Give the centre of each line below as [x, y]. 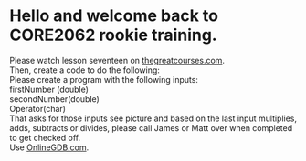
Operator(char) [38, 108]
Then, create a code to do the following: [84, 70]
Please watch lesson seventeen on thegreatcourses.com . [117, 60]
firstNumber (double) [49, 89]
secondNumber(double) [55, 99]
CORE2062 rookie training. [113, 35]
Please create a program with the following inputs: [104, 79]
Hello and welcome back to [114, 16]
